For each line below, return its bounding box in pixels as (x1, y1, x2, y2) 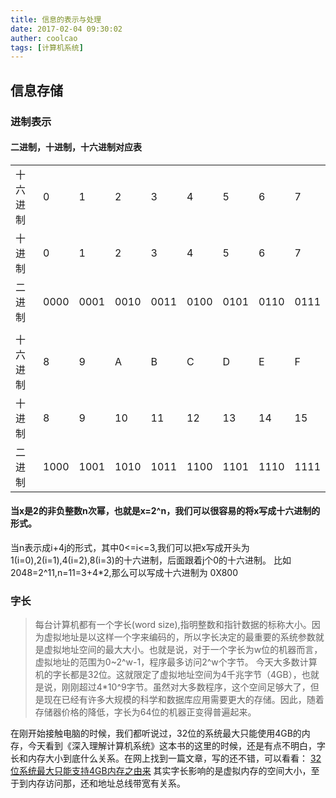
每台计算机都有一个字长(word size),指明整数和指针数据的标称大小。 (34, 619, 312, 631)
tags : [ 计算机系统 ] (10, 42, 84, 53)
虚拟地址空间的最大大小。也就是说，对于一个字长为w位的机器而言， (43, 644, 323, 656)
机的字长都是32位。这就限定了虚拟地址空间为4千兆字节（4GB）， (34, 669, 302, 681)
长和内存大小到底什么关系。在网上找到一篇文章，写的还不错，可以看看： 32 (10, 752, 322, 765)
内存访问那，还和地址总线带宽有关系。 (27, 777, 186, 790)
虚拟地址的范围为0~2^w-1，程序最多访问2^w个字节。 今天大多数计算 (34, 656, 318, 668)
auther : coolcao (10, 33, 78, 43)
